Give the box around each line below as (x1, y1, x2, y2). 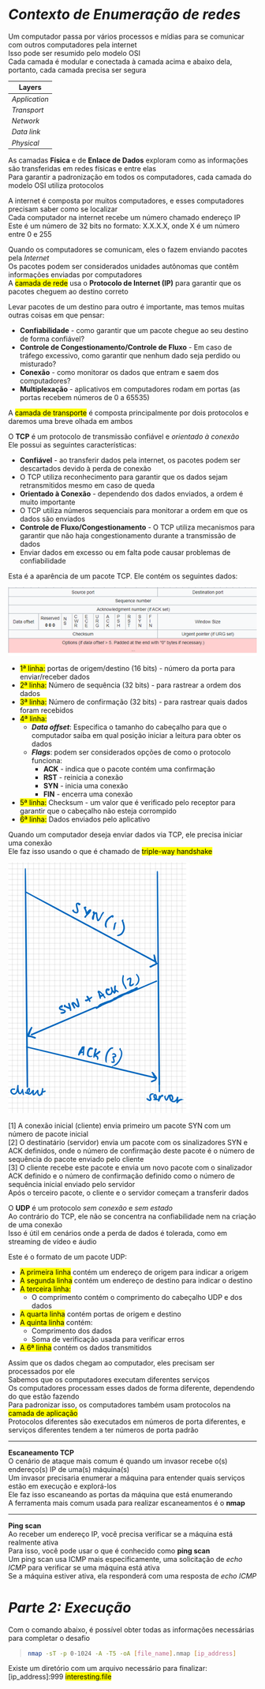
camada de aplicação (8, 1408, 78, 1417)
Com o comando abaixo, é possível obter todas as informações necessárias (8, 1624, 255, 1635)
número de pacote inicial (8, 1129, 89, 1138)
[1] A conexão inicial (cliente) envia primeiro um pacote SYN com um (8, 1121, 231, 1130)
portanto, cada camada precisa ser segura (8, 65, 147, 74)
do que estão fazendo (8, 1391, 80, 1401)
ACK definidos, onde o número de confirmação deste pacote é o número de (8, 1146, 255, 1155)
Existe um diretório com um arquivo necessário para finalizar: (8, 1664, 207, 1673)
